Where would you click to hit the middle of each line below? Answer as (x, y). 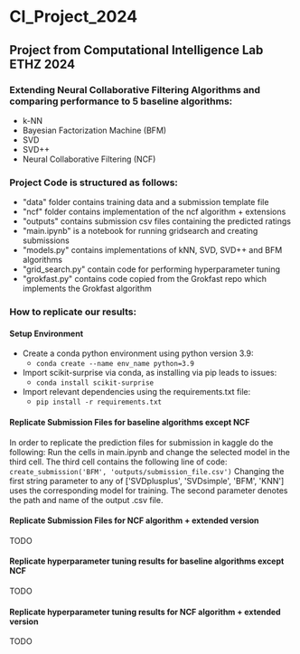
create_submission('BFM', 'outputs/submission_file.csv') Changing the (147, 471)
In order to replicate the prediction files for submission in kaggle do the (141, 442)
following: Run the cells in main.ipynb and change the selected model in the (150, 452)
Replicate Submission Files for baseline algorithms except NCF (130, 422)
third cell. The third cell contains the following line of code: (118, 462)
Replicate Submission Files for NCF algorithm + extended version (134, 520)
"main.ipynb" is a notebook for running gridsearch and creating (140, 231)
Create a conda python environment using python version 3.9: (138, 353)
